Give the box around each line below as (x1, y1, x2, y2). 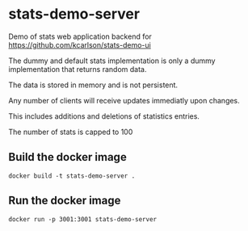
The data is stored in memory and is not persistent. (8, 80, 179, 90)
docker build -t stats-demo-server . (8, 171, 136, 180)
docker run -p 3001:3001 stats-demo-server (8, 215, 158, 223)
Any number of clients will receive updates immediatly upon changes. (8, 95, 240, 105)
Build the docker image (8, 150, 127, 164)
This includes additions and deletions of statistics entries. (8, 111, 200, 121)
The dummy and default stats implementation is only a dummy (8, 56, 216, 65)
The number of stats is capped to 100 (8, 127, 133, 136)
